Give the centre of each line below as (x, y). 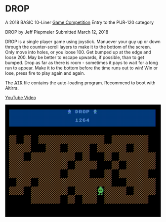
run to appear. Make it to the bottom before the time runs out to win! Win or (82, 68)
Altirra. (12, 88)
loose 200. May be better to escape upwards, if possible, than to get (75, 57)
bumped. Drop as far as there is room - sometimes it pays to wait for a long (82, 62)
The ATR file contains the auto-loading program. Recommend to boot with (80, 83)
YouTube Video (21, 98)
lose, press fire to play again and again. (45, 73)
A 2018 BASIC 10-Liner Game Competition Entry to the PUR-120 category (80, 22)
